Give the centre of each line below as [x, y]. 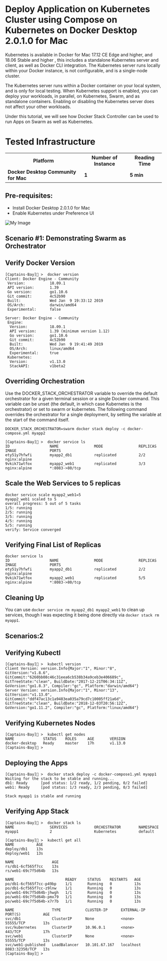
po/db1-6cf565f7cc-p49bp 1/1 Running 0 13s [73, 884]
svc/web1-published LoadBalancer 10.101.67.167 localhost [73, 945]
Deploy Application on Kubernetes [78, 9]
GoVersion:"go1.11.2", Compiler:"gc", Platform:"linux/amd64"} [72, 708]
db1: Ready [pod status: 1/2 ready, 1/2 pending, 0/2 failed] [77, 783]
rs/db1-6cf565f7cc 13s [32, 866]
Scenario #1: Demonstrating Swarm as [66, 238]
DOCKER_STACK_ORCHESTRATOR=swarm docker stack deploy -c [65, 429]
